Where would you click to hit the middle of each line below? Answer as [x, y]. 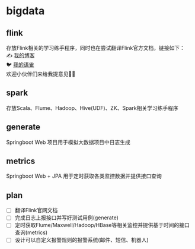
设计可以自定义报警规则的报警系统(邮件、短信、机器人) [81, 240]
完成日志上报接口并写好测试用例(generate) [66, 218]
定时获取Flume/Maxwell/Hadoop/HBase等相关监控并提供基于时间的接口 [102, 225]
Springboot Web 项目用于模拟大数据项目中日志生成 [68, 142]
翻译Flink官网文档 [36, 210]
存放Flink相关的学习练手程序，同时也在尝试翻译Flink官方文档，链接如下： [96, 48]
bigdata [25, 11]
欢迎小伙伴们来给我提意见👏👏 [41, 74]
